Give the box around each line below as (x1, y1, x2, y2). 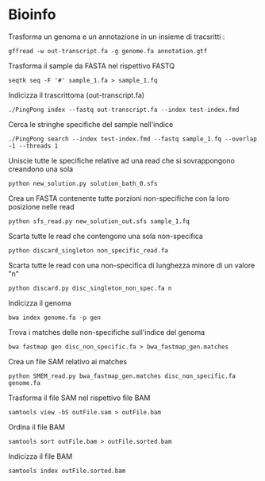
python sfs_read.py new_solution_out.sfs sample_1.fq (8, 217, 190, 225)
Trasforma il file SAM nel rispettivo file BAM (8, 393, 151, 402)
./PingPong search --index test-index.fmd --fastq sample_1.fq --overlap (8, 135, 258, 143)
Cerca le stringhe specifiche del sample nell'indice (8, 119, 174, 129)
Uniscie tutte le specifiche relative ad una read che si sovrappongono (8, 156, 236, 165)
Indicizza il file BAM (8, 451, 73, 461)
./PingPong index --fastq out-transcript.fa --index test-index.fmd (8, 106, 240, 114)
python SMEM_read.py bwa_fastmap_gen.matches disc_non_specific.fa (8, 371, 236, 380)
